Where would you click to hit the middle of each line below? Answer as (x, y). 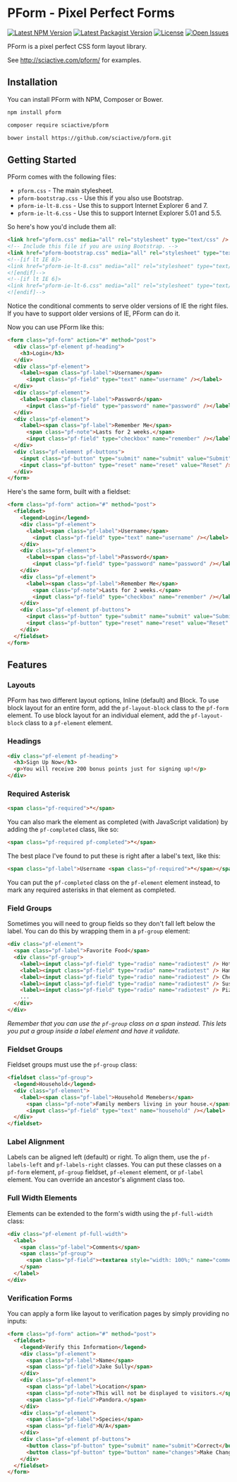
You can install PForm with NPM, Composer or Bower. (85, 99)
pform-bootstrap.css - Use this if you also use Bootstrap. (101, 198)
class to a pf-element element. (68, 723)
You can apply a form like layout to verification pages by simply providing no (118, 1314)
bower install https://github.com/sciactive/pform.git (90, 138)
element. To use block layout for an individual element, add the (99, 715)
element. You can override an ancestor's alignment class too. (96, 1180)
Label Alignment (36, 1142)
